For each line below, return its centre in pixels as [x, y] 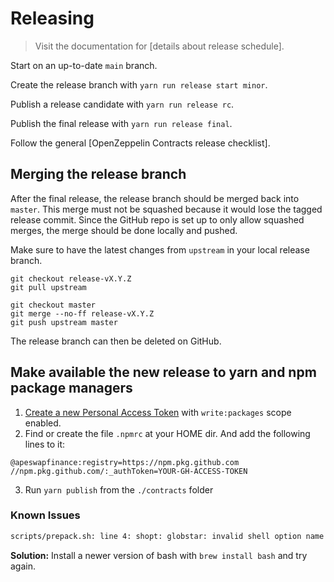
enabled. [43, 423]
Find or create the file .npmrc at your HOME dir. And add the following [167, 433]
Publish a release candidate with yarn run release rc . [122, 104]
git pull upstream [48, 287]
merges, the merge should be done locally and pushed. [124, 230]
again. [23, 566]
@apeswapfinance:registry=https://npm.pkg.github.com [125, 462]
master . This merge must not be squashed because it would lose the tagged [166, 209]
